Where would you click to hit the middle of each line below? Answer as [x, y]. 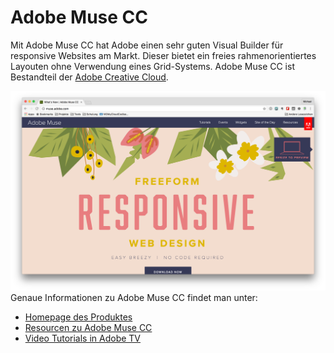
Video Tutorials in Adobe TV [83, 338]
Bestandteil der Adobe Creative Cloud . [89, 77]
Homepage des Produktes [78, 317]
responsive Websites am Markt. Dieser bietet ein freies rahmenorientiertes [163, 55]
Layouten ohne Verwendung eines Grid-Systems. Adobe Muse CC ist [152, 66]
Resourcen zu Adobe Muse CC [88, 328]
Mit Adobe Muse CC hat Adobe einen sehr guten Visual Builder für [147, 45]
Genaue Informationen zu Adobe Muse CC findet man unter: [134, 298]
